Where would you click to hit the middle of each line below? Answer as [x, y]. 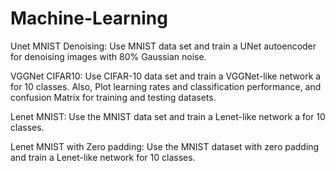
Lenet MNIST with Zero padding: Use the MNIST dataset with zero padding [165, 146]
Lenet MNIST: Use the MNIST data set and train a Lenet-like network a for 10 [168, 116]
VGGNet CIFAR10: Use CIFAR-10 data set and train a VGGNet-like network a [166, 76]
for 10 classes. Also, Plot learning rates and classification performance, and [166, 86]
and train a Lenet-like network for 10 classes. [103, 157]
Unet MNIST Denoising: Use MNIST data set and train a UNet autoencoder [163, 46]
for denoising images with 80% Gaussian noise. [108, 56]
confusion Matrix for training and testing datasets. [113, 97]
